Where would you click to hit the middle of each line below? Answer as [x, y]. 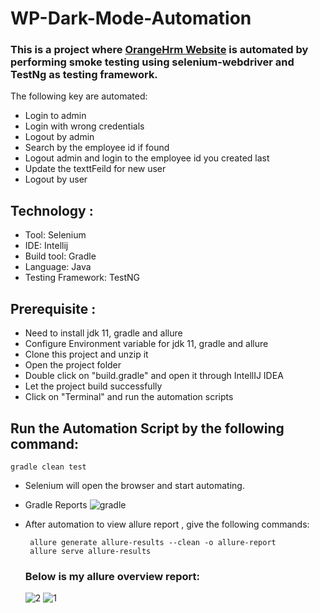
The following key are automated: [79, 96]
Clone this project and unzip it [86, 354]
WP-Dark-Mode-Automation [131, 18]
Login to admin [55, 116]
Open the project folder [73, 365]
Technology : [52, 210]
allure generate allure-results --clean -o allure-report [153, 542]
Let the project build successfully [93, 386]
